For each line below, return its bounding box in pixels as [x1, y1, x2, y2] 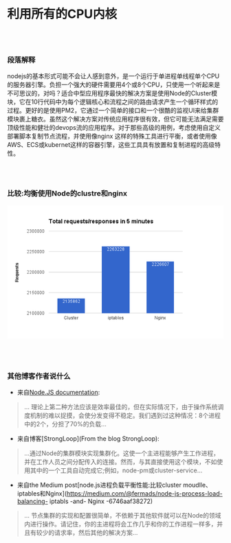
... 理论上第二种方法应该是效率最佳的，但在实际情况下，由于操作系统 [23, 403, 218, 411]
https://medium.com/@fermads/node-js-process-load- [66, 489, 223, 498]
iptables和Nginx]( [16, 489, 67, 498]
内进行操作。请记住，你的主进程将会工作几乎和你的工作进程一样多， [23, 520, 217, 529]
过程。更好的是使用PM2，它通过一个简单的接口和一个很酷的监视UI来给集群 [7, 106, 219, 115]
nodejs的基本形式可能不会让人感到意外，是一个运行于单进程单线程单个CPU [7, 72, 220, 80]
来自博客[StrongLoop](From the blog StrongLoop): [16, 435, 159, 443]
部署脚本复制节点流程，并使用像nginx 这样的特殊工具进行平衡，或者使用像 [7, 132, 218, 141]
